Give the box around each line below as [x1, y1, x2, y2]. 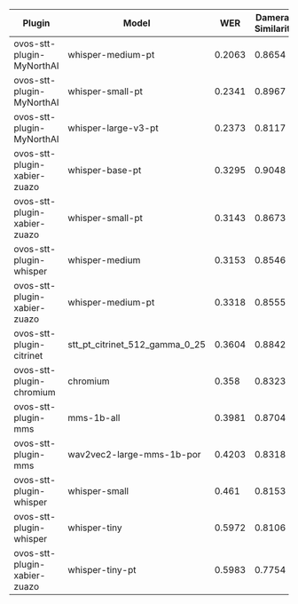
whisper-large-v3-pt [67, 122, 159, 134]
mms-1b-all [67, 412, 121, 424]
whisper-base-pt [67, 164, 142, 176]
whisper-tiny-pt [67, 564, 137, 576]
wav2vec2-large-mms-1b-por [67, 449, 201, 460]
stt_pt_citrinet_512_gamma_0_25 [67, 338, 207, 350]
